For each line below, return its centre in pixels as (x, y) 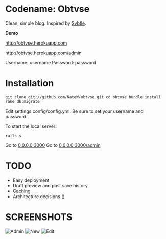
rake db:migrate (22, 101)
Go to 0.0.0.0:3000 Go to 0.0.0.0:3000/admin (53, 145)
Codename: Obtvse (48, 9)
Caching (21, 191)
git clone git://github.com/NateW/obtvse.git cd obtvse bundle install (83, 97)
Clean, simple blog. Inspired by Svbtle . (46, 23)
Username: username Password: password (51, 62)
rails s (14, 136)
